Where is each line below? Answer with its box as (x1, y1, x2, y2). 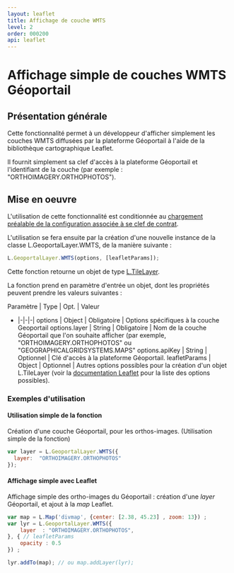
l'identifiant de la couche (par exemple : (7, 166, 123, 174)
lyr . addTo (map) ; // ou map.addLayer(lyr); (7, 560, 134, 567)
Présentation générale (7, 110, 107, 122)
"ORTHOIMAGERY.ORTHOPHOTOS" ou (17, 338, 132, 347)
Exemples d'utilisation (7, 393, 86, 403)
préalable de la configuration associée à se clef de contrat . (7, 219, 179, 228)
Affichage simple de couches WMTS (7, 67, 227, 83)
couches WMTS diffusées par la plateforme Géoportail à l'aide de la (7, 137, 205, 145)
